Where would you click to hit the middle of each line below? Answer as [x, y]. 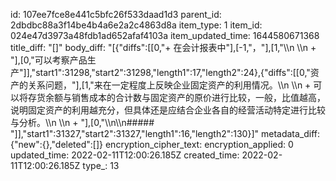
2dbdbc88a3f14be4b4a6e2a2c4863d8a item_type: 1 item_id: [136, 25]
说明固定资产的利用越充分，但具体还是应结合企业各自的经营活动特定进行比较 [168, 110]
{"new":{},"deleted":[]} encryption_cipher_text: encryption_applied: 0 [152, 144]
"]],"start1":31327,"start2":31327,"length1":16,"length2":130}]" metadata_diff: [165, 133]
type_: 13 [101, 165]
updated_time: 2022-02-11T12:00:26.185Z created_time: [125, 155]
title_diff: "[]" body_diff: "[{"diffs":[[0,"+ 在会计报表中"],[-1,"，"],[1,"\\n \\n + [163, 47]
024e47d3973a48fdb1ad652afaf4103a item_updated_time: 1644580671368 [165, 35]
